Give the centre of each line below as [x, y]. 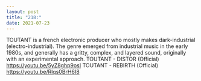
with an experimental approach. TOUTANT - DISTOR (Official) [83, 59]
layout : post [23, 12]
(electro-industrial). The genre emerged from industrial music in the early [97, 46]
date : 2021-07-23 [28, 23]
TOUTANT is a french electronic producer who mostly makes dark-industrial [101, 40]
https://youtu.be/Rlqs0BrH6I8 [43, 72]
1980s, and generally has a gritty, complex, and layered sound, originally [96, 53]
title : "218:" [24, 17]
